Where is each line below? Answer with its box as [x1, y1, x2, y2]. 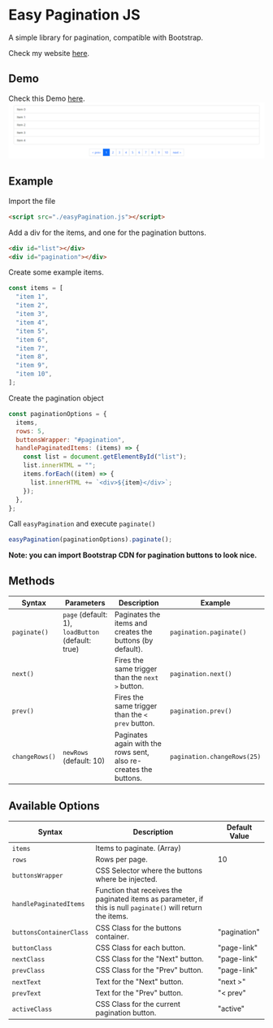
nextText [11, 978, 42, 987]
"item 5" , [15, 327, 49, 335]
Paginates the [114, 609, 161, 619]
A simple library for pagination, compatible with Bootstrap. [8, 33, 204, 42]
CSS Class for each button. [95, 943, 186, 952]
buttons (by [114, 635, 154, 645]
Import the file [8, 196, 56, 206]
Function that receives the [95, 886, 183, 896]
